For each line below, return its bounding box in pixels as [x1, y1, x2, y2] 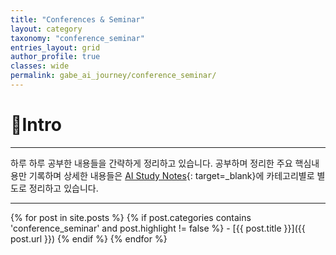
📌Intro [10, 114, 62, 136]
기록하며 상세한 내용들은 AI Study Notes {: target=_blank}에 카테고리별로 [28, 169, 315, 181]
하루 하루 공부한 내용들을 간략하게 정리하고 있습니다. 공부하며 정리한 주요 [10, 157, 293, 169]
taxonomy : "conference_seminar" [10, 33, 145, 43]
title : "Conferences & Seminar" [10, 14, 145, 25]
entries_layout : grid [10, 42, 101, 53]
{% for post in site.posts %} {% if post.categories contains [10, 211, 252, 223]
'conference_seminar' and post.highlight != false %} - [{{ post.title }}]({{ [10, 222, 306, 234]
